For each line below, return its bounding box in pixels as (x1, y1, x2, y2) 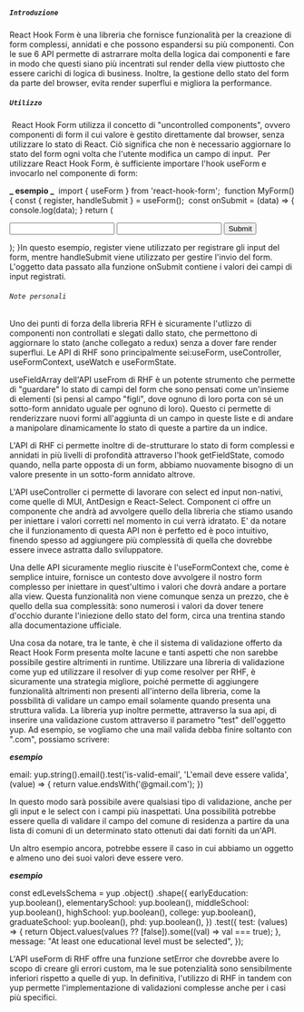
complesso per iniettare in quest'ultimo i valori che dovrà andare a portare (9, 582, 287, 593)
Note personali (9, 291, 67, 300)
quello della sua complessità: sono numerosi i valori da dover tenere (9, 601, 264, 612)
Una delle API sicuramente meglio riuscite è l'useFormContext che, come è (9, 562, 289, 573)
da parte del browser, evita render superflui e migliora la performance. (9, 77, 272, 88)
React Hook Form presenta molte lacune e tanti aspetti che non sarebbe (9, 647, 279, 658)
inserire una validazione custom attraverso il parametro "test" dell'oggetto (9, 714, 286, 726)
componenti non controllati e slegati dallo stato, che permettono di (9, 328, 259, 339)
